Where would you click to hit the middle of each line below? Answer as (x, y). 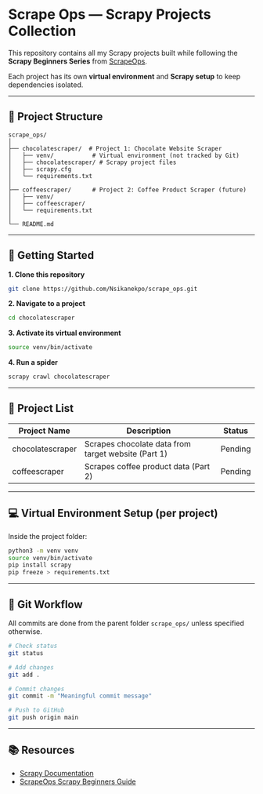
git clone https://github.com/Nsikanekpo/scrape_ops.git (103, 289)
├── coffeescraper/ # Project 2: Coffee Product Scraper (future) (127, 190)
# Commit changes (36, 689)
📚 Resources (41, 750)
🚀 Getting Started (51, 255)
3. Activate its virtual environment (65, 333)
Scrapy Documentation (56, 773)
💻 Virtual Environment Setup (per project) (113, 514)
